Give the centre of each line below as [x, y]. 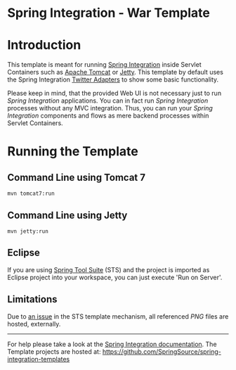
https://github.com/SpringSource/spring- [162, 351]
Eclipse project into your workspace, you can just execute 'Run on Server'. [115, 277]
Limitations [32, 299]
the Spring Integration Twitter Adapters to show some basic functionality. [113, 79]
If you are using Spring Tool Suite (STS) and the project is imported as [109, 269]
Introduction [44, 45]
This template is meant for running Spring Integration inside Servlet [104, 65]
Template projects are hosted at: [54, 351]
